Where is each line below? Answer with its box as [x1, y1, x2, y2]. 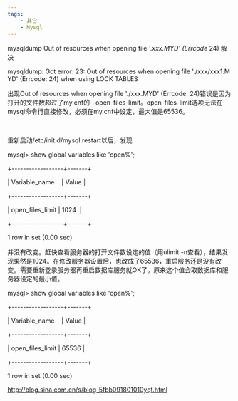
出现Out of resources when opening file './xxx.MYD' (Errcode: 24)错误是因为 [7, 90, 232, 98]
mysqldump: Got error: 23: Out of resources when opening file [7, 67, 191, 75]
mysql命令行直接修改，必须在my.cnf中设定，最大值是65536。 [7, 108, 189, 116]
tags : [7, 10, 24, 18]
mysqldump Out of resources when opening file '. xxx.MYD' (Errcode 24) [7, 44, 219, 53]
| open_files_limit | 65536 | [7, 344, 86, 353]
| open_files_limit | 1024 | [7, 206, 82, 214]
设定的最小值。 [19, 275, 64, 283]
